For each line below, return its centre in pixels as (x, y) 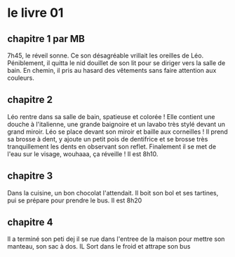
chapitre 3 (30, 176)
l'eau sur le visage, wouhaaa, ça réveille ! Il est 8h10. (83, 154)
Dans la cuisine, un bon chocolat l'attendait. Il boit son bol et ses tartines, (113, 193)
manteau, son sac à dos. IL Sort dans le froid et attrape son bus (99, 246)
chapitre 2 (30, 100)
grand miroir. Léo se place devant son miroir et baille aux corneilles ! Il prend (117, 132)
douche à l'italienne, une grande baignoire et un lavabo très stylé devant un (116, 124)
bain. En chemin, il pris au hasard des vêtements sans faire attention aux (112, 70)
